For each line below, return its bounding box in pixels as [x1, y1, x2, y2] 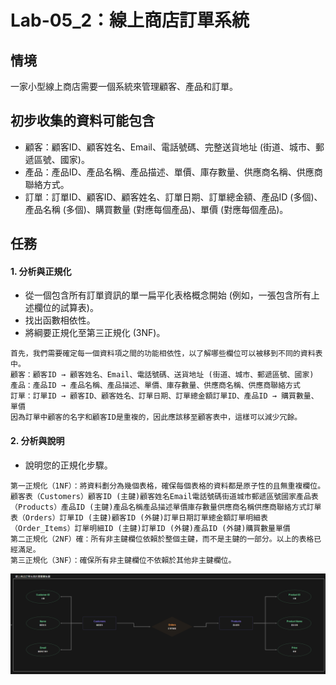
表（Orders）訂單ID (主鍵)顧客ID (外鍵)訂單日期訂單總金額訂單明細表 [10, 512, 268, 523]
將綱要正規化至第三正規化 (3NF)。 [24, 327, 166, 339]
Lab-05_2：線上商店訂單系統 [10, 9, 250, 32]
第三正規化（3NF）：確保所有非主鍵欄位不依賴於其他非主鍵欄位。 [10, 555, 237, 565]
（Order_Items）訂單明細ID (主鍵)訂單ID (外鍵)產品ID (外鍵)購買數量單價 [10, 523, 291, 533]
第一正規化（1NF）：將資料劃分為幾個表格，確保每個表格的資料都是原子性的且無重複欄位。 [10, 481, 326, 491]
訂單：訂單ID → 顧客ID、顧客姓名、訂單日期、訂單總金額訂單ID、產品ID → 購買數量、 [10, 391, 319, 401]
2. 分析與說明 [10, 435, 65, 446]
